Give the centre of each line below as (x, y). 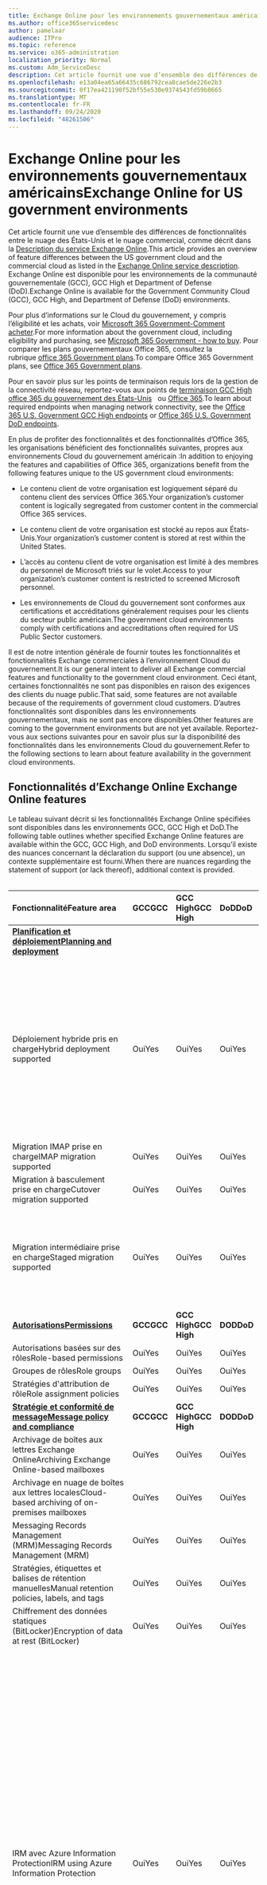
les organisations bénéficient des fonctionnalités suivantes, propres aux (126, 447)
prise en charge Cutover (56, 1189)
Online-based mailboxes (58, 1470)
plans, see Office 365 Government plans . (75, 366)
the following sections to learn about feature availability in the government (130, 754)
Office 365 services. (53, 514)
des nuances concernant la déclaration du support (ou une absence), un (127, 852)
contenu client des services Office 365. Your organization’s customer (132, 497)
